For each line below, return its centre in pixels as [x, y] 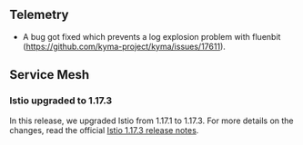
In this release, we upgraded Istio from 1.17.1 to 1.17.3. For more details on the [151, 121]
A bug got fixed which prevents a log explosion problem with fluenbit [151, 36]
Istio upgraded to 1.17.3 [61, 101]
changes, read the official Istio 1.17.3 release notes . [104, 130]
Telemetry [39, 15]
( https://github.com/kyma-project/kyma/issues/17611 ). [124, 46]
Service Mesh [50, 75]
